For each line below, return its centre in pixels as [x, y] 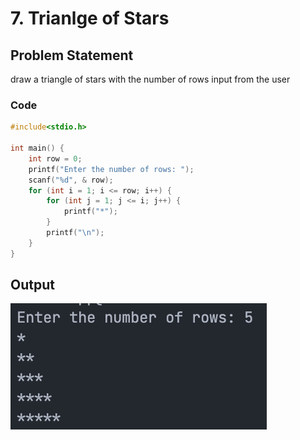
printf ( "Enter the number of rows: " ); [111, 169]
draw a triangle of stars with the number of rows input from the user [150, 79]
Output [32, 285]
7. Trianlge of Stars [90, 18]
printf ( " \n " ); [75, 233]
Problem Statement [72, 55]
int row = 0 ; [55, 158]
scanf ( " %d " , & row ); [71, 180]
